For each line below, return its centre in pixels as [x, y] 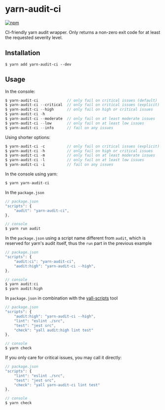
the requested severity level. [34, 37]
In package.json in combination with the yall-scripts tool [62, 298]
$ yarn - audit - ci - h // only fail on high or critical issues [79, 151]
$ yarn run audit [23, 229]
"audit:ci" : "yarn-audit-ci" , [45, 261]
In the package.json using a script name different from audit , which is [76, 238]
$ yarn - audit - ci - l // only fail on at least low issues [75, 160]
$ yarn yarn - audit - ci [27, 183]
